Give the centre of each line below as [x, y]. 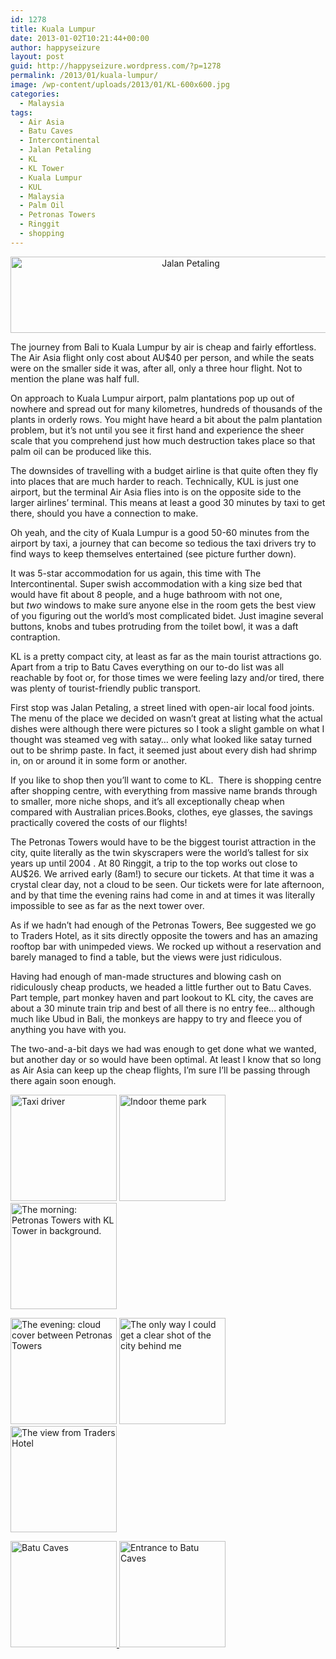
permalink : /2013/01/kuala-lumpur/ [84, 76]
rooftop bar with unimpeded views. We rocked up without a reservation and [166, 946]
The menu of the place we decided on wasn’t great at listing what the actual [166, 718]
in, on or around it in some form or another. [99, 760]
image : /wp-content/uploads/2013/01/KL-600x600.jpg [120, 85]
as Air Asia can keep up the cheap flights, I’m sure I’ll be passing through [160, 1070]
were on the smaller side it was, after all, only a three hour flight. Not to [156, 368]
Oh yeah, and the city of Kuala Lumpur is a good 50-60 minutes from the [160, 532]
